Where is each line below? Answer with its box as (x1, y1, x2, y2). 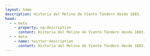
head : (5, 16, 16, 21)
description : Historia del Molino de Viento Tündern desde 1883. (5, 12, 141, 17)
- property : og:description (14, 25, 71, 30)
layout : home (5, 7, 32, 12)
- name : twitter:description (14, 39, 74, 44)
